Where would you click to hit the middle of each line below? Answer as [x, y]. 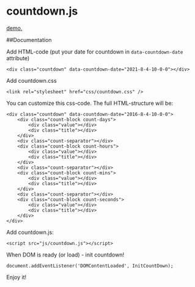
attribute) [18, 58]
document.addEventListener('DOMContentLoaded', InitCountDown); [90, 266]
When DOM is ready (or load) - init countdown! [65, 255]
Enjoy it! [17, 277]
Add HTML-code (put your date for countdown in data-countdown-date [95, 51]
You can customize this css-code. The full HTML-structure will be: [90, 103]
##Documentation [29, 40]
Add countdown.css [31, 80]
